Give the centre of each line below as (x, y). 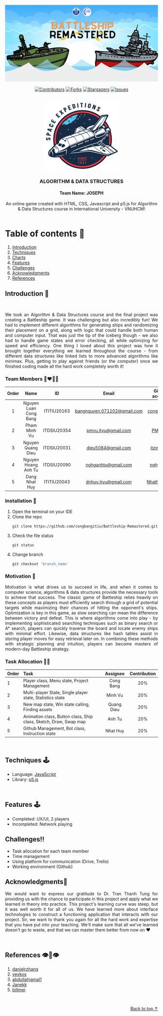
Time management (31, 856)
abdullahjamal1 (27, 980)
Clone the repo (27, 517)
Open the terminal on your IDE (42, 511)
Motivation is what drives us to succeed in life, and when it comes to (81, 587)
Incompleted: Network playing (42, 824)
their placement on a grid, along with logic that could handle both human (81, 330)
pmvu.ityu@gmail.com (109, 430)
